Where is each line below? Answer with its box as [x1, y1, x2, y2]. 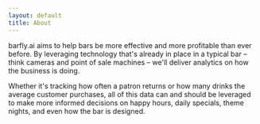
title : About [8, 19, 52, 27]
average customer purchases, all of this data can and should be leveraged [8, 89, 252, 99]
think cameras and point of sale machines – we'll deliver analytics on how [8, 57, 249, 67]
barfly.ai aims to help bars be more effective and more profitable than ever [8, 40, 252, 50]
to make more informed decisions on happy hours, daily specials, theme [8, 98, 244, 107]
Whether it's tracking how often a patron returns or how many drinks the [8, 81, 246, 91]
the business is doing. [8, 66, 80, 75]
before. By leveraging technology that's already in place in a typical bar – [8, 49, 248, 58]
